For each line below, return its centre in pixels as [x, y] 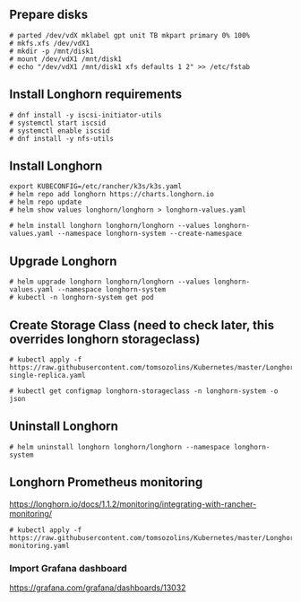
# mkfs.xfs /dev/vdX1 [50, 43]
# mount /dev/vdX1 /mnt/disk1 [66, 59]
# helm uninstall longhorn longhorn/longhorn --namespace [120, 447]
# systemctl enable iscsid [60, 131]
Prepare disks [48, 15]
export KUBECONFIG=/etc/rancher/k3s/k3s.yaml [95, 187]
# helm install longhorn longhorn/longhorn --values [110, 226]
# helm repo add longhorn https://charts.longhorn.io [112, 195]
